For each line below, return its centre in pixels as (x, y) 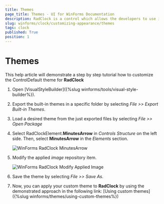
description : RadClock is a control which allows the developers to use (81, 19)
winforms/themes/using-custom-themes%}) (74, 196)
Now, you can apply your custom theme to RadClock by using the (78, 186)
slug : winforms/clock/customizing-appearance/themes (60, 23)
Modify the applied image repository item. (54, 158)
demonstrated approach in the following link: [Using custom (72, 191)
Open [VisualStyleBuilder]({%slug (46, 89)
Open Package (27, 124)
